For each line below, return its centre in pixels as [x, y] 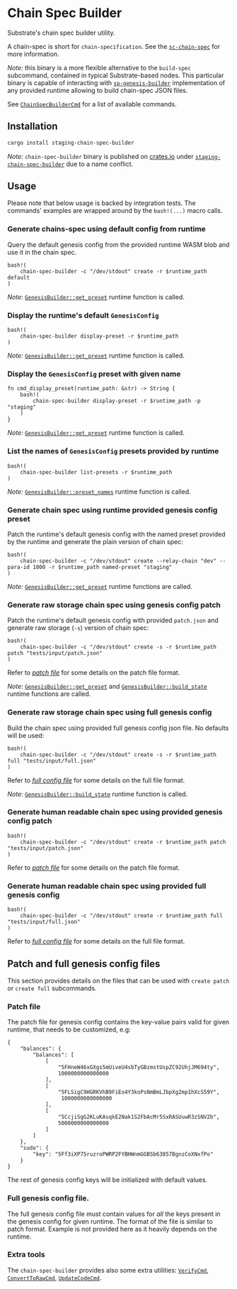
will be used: [26, 735]
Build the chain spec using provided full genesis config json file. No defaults [118, 728]
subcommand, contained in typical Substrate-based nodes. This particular [116, 75]
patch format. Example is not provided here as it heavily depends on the [112, 1229]
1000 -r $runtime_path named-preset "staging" [103, 567]
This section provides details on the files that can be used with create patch [118, 980]
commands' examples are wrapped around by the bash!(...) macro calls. [115, 211]
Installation [33, 127]
